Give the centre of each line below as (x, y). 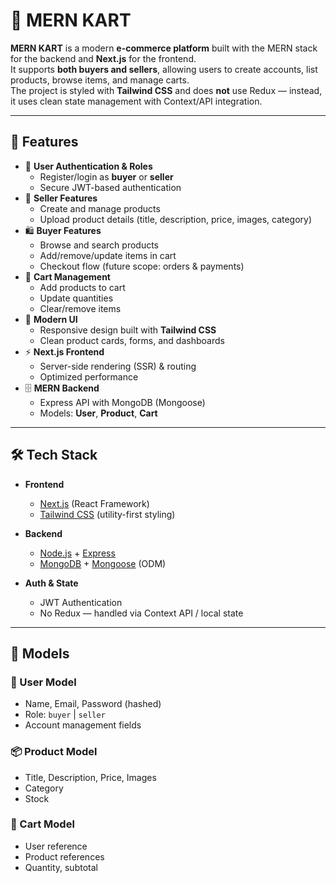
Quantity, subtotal (61, 867)
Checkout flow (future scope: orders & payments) (142, 266)
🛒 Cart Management (67, 276)
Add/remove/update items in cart (108, 255)
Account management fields (83, 725)
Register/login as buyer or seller (106, 176)
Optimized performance (89, 376)
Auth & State (51, 583)
